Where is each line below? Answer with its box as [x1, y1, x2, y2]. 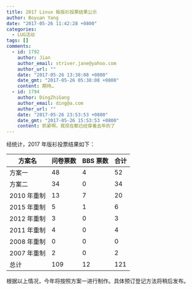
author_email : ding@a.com [17, 100, 84, 106]
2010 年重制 [9, 191, 46, 200]
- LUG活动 [12, 32, 35, 38]
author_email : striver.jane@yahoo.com [17, 60, 117, 66]
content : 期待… [17, 83, 55, 90]
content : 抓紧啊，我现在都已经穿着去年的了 [17, 123, 115, 129]
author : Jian [17, 55, 51, 61]
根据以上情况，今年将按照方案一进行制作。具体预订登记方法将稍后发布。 [6, 277, 189, 285]
